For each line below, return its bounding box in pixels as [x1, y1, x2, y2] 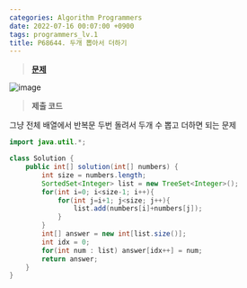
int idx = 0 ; [41, 238, 91, 247]
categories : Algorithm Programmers [9, 13, 143, 22]
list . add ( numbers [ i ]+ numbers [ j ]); [73, 204, 203, 213]
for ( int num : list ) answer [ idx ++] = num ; [41, 246, 203, 255]
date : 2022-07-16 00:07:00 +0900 [9, 22, 135, 31]
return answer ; [41, 254, 99, 264]
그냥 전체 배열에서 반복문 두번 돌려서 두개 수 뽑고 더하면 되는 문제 [9, 120, 236, 130]
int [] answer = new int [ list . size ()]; [41, 229, 187, 238]
